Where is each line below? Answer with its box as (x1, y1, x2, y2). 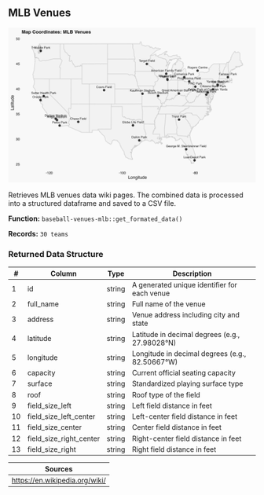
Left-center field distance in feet (132, 412, 238, 421)
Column (50, 269, 77, 278)
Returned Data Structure (8, 248, 104, 259)
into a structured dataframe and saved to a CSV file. (8, 198, 177, 207)
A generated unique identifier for (132, 280, 238, 289)
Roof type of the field (132, 390, 200, 399)
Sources (44, 464, 73, 474)
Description (172, 269, 212, 278)
